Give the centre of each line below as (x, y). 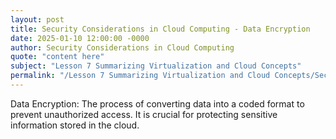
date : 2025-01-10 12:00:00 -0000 (80, 38)
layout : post (37, 19)
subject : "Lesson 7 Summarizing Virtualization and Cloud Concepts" (156, 66)
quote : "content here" (57, 57)
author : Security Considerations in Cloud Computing (122, 47)
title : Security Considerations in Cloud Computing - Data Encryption (160, 29)
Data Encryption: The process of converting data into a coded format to (157, 103)
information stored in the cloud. (75, 125)
